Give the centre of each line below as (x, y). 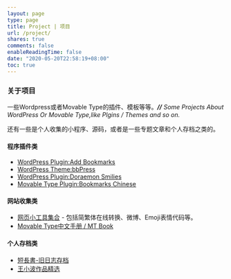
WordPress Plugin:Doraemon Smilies (70, 177)
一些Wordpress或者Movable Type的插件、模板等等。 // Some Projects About (115, 107)
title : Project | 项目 (39, 26)
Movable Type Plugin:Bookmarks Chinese (77, 184)
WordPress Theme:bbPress (56, 170)
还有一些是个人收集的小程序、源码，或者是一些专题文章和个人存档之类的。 (113, 129)
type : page (23, 20)
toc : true (21, 65)
